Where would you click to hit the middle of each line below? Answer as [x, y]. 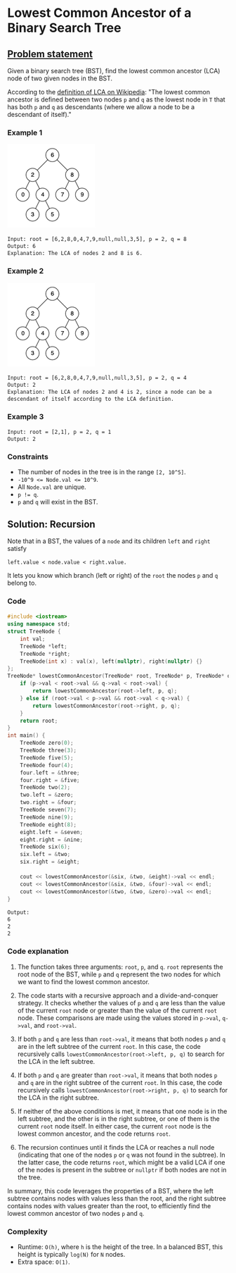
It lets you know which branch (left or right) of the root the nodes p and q [113, 575]
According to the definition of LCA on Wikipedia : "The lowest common [109, 92]
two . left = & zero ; [47, 795]
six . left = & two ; [45, 855]
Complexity [27, 1231]
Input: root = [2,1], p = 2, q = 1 [59, 432]
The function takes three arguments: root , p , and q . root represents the [120, 967]
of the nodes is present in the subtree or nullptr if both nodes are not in [122, 1169]
